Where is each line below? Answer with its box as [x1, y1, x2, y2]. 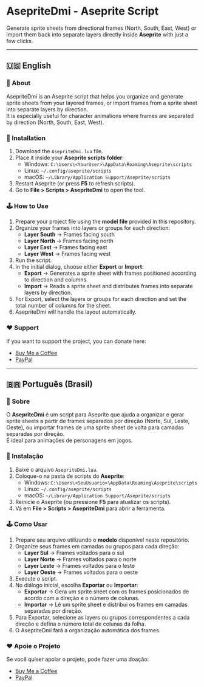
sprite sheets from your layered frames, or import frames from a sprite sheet [6, 99, 197, 106]
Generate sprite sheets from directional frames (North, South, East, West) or [6, 24, 197, 32]
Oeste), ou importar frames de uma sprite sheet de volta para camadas [6, 424, 184, 431]
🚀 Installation [6, 134, 46, 142]
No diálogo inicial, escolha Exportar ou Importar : [15, 581, 138, 589]
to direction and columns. [24, 276, 88, 283]
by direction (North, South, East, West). [6, 119, 104, 126]
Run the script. [15, 257, 52, 264]
